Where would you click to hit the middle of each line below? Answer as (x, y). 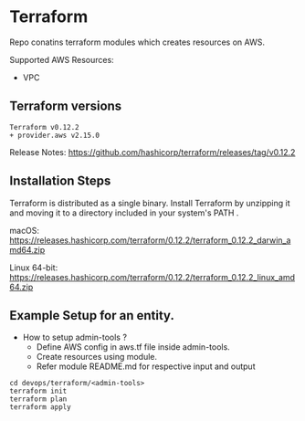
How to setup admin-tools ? (75, 337)
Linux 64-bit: (34, 268)
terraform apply (40, 407)
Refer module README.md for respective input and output (146, 366)
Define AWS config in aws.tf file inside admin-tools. (133, 347)
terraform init (38, 391)
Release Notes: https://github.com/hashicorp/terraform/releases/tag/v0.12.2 (152, 152)
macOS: (24, 230)
